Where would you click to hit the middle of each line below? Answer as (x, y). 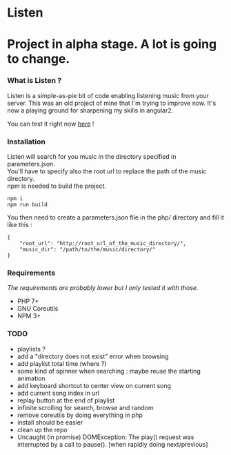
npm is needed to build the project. (57, 186)
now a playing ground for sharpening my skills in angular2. (90, 110)
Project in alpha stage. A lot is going (112, 45)
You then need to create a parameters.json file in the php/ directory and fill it (115, 217)
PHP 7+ (28, 301)
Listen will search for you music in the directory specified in (92, 156)
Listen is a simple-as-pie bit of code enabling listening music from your (108, 95)
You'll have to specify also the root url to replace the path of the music (107, 171)
